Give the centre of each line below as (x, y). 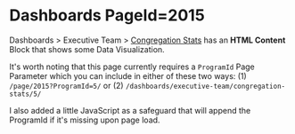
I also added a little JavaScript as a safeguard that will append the (130, 110)
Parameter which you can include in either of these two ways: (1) (128, 75)
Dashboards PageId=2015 (107, 16)
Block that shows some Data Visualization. (87, 49)
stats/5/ (25, 94)
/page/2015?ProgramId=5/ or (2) (66, 85)
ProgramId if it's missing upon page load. (85, 120)
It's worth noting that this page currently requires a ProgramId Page (132, 67)
